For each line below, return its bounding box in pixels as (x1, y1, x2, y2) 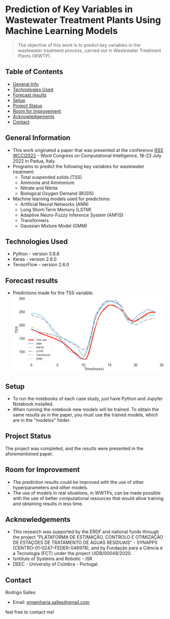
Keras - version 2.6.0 (12, 256, 57, 262)
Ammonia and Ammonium (20, 179, 75, 185)
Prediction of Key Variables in (5, 4, 133, 15)
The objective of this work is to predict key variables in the (17, 42, 141, 48)
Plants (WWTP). (17, 52, 52, 59)
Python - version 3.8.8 (12, 251, 60, 257)
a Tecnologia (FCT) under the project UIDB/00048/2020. (12, 550, 132, 556)
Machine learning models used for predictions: (12, 196, 111, 202)
